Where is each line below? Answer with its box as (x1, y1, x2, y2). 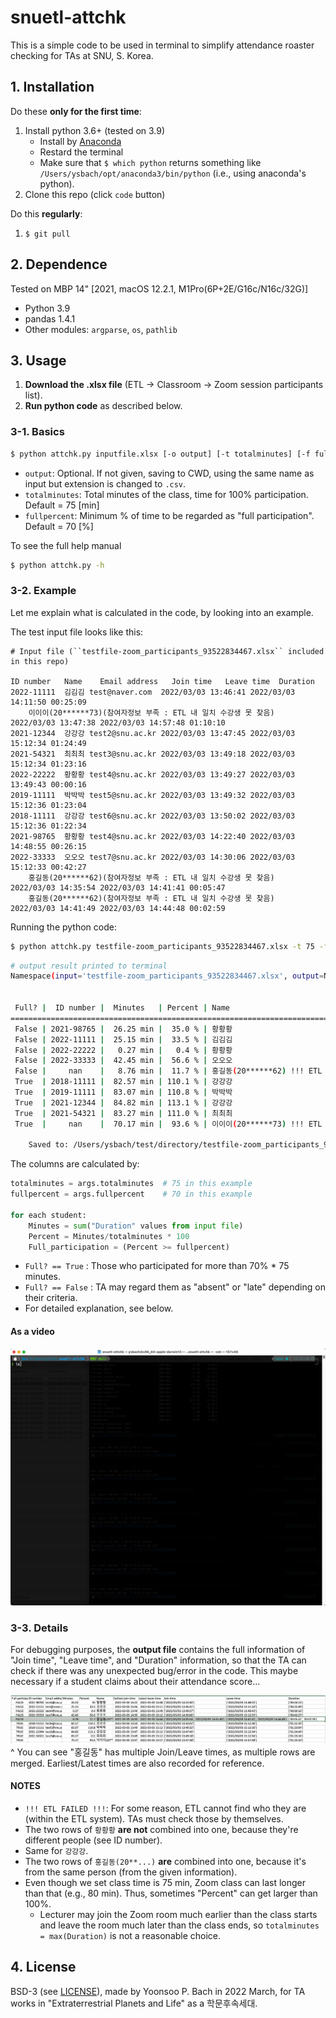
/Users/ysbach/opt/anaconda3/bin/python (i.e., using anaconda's (39, 167, 307, 179)
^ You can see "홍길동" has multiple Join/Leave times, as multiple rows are (10, 1746, 316, 1758)
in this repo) (10, 656, 70, 666)
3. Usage (10, 352, 67, 369)
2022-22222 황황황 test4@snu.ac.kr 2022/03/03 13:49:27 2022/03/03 (10, 769, 296, 780)
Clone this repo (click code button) (24, 188, 166, 200)
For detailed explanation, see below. (24, 1302, 174, 1315)
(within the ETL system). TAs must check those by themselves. (24, 1812, 284, 1825)
